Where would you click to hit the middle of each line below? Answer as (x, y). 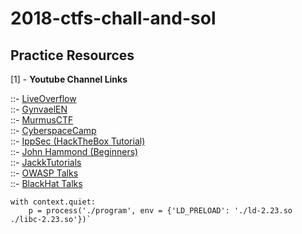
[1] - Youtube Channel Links (69, 79)
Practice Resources (72, 55)
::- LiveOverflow (43, 98)
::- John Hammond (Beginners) (74, 151)
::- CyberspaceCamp (53, 130)
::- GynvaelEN (39, 109)
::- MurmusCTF (42, 120)
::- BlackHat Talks (46, 183)
